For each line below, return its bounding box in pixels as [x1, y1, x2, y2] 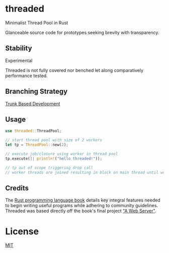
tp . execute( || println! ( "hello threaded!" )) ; [5, 156, 102, 161]
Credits [5, 183, 29, 192]
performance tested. [5, 73, 48, 79]
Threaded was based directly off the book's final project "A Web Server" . [5, 208, 156, 214]
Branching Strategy [5, 87, 68, 96]
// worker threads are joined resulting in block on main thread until [5, 170, 158, 175]
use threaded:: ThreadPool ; [5, 129, 62, 134]
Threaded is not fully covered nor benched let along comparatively [5, 67, 144, 73]
